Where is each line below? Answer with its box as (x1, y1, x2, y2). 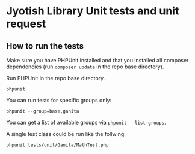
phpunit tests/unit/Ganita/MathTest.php (6, 142, 110, 148)
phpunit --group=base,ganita (6, 108, 79, 114)
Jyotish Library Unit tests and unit (6, 4, 179, 18)
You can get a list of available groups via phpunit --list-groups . (6, 119, 167, 126)
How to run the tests (6, 41, 84, 51)
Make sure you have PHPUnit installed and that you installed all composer (6, 57, 189, 64)
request (6, 17, 46, 31)
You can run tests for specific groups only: (6, 97, 112, 104)
